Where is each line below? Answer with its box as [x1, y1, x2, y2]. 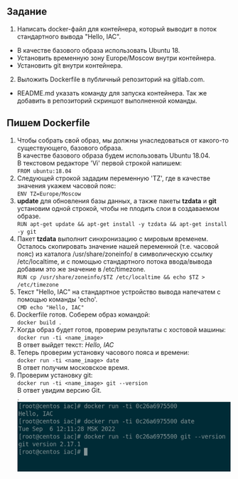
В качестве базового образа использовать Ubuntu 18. [16, 46, 180, 54]
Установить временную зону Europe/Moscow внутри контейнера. [16, 53, 216, 62]
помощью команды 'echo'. [16, 295, 98, 304]
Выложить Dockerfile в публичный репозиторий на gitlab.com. [16, 75, 205, 83]
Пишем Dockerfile [6, 117, 90, 129]
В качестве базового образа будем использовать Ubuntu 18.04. [16, 151, 210, 160]
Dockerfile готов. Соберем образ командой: [16, 310, 151, 319]
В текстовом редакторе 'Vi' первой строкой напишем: [16, 158, 182, 167]
